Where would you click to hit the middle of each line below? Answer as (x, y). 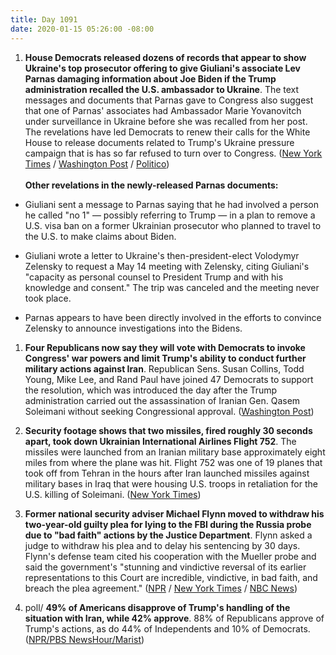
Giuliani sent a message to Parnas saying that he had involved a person (171, 204)
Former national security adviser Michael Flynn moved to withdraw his (174, 513)
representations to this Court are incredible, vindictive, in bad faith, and (171, 577)
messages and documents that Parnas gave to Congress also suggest (169, 100)
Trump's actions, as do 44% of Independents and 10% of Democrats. (167, 628)
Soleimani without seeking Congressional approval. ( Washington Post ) (169, 411)
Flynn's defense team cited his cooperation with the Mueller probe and (170, 556)
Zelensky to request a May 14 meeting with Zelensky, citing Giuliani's (167, 266)
